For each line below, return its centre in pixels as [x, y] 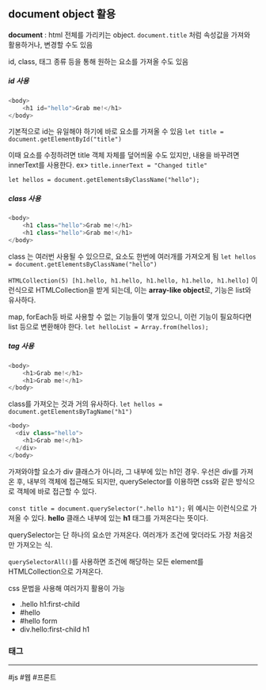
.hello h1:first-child [50, 604]
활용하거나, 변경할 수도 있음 [51, 44]
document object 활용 [62, 14]
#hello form [38, 620]
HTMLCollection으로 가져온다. [56, 571]
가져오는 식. [34, 544]
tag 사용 [21, 346]
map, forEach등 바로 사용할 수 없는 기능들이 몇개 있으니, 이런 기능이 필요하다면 [130, 317]
